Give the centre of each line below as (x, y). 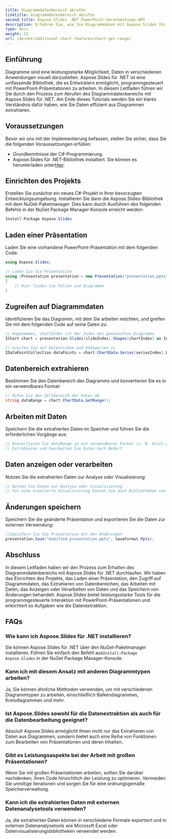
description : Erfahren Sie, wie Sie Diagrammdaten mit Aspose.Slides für (86, 24)
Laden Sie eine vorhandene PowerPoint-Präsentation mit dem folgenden (82, 247)
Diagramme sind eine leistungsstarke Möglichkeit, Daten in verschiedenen (83, 72)
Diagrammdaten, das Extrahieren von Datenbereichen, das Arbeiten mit (81, 583)
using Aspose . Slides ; (28, 262)
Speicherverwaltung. (27, 789)
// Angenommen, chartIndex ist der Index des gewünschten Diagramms (80, 334)
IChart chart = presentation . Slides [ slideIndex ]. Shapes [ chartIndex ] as (83, 338)
